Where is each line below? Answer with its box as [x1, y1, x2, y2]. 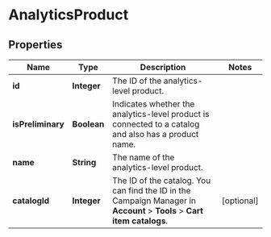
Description [140, 62, 186, 73]
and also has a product [112, 129, 199, 139]
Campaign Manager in [112, 195, 196, 206]
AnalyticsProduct [8, 6, 129, 24]
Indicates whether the [112, 98, 195, 110]
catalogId [12, 195, 50, 206]
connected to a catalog [112, 118, 200, 130]
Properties [8, 38, 63, 52]
